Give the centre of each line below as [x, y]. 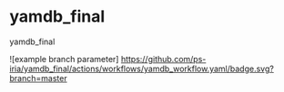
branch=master [38, 78]
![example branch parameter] [64, 59]
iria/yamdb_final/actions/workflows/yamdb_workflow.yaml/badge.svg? [142, 69]
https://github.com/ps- [163, 59]
